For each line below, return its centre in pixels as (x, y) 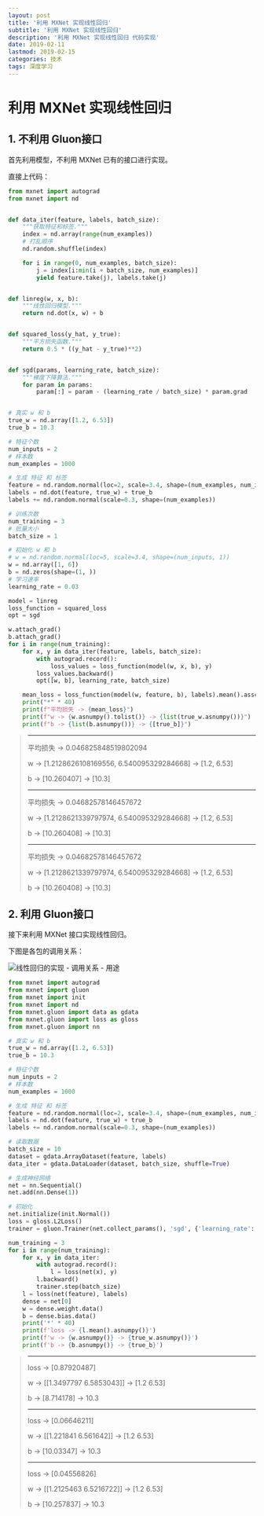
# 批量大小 (24, 529)
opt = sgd (24, 615)
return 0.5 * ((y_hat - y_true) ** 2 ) (82, 349)
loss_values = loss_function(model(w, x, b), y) (131, 666)
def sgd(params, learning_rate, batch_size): (84, 370)
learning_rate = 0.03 (44, 586)
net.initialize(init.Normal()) (59, 1214)
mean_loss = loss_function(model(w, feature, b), (105, 695)
